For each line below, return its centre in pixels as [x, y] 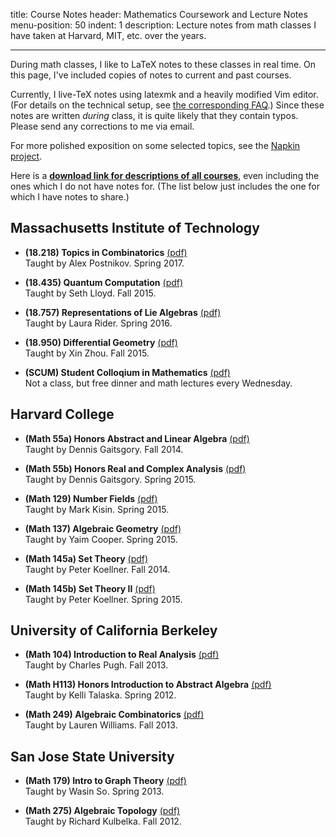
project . [26, 156]
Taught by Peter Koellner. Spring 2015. [103, 599]
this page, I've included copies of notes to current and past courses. [151, 75]
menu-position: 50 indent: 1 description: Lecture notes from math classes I [163, 25]
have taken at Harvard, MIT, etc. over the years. [108, 35]
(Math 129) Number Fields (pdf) [91, 498]
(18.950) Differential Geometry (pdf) [101, 342]
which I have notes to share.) [70, 197]
